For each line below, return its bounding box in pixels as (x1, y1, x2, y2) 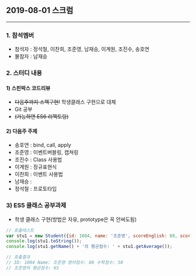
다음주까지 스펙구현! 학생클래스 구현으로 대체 (14, 99, 117, 106)
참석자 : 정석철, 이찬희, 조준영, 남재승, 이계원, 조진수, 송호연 (14, 46, 150, 53)
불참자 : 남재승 (14, 53, 48, 60)
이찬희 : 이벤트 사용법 (14, 171, 63, 178)
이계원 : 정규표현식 (14, 163, 57, 170)
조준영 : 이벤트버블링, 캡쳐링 (14, 149, 79, 156)
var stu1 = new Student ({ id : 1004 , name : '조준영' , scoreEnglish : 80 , (6, 233, 178, 239)
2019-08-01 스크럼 (6, 5, 73, 16)
